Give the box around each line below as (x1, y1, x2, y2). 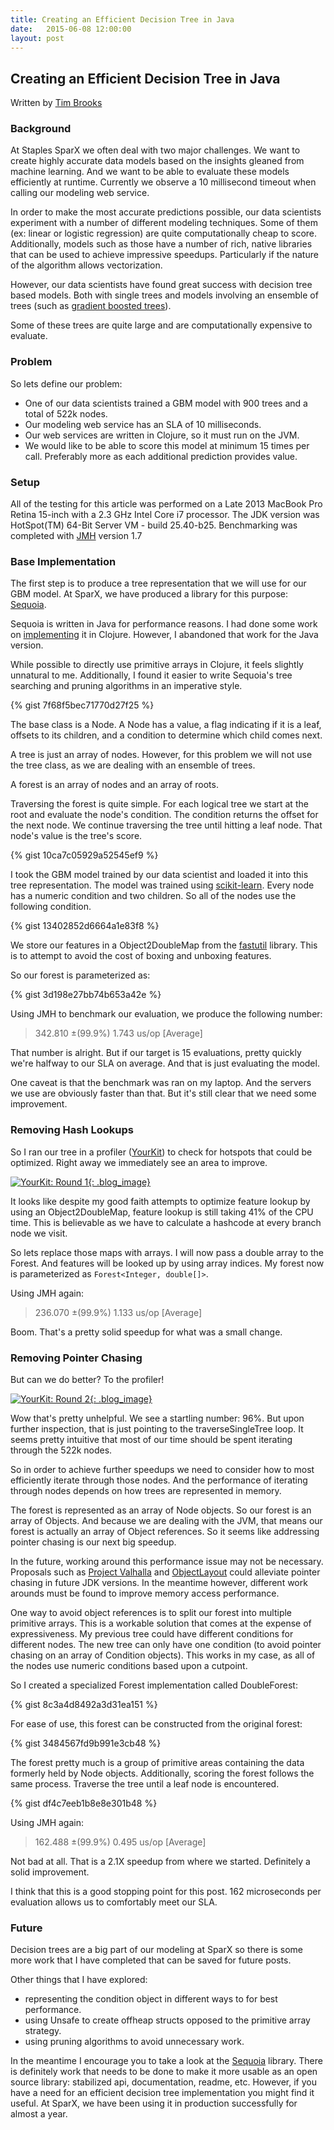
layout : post (10, 33, 65, 43)
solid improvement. (10, 1866, 90, 1878)
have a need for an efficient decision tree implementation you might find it (10, 2087, 315, 2099)
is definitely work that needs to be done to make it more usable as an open (10, 2066, 318, 2078)
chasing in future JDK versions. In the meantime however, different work (10, 1576, 308, 1588)
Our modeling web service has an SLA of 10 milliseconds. (24, 418, 262, 430)
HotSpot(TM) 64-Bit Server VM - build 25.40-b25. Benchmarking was (10, 519, 298, 531)
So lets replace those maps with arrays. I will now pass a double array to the (10, 1246, 325, 1258)
